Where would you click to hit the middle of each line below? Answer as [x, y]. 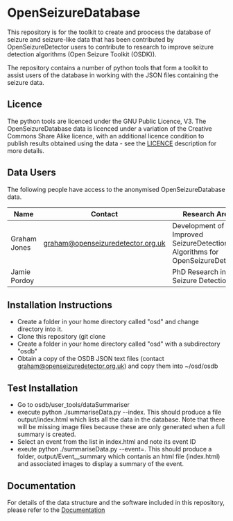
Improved [188, 234]
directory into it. [40, 329]
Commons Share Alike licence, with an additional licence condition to [106, 136]
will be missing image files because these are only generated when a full [121, 427]
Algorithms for [196, 252]
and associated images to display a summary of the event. [101, 464]
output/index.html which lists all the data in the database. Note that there [121, 419]
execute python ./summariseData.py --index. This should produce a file [119, 412]
